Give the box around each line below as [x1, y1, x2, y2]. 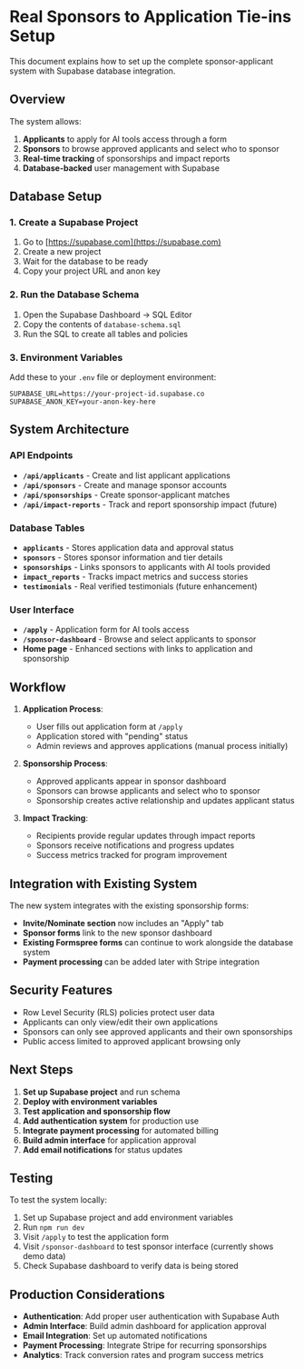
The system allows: [9, 115, 82, 126]
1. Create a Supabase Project [9, 216, 139, 229]
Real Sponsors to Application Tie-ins [9, 6, 292, 27]
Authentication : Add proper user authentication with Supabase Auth [22, 1311, 279, 1322]
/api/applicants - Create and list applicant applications [22, 470, 231, 481]
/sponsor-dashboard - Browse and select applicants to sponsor [22, 634, 257, 645]
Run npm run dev [22, 1222, 85, 1233]
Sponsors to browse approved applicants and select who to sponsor [22, 143, 279, 154]
